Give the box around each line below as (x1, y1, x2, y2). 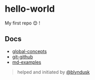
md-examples (12, 59, 42, 65)
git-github (12, 54, 34, 60)
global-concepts (12, 48, 47, 54)
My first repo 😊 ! (5, 20, 40, 26)
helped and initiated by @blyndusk (17, 69, 90, 75)
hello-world (5, 3, 55, 15)
